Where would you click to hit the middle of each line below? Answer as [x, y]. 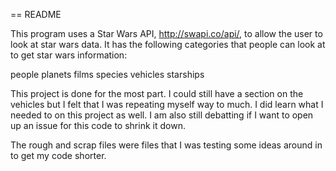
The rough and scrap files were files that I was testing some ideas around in [166, 145]
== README [36, 14]
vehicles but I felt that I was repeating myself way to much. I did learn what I [167, 104]
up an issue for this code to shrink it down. [98, 125]
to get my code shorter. [58, 155]
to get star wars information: [69, 55]
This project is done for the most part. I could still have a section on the [157, 93]
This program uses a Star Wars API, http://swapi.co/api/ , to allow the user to [166, 33]
